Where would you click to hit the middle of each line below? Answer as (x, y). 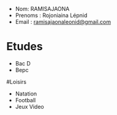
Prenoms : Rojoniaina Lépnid (51, 15)
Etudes (25, 47)
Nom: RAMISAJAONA (42, 9)
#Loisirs (17, 81)
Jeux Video (29, 106)
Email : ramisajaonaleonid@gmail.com (63, 22)
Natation (26, 94)
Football (25, 100)
